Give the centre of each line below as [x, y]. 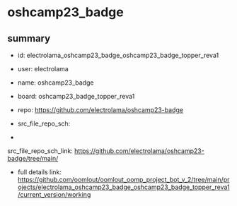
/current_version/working [54, 194]
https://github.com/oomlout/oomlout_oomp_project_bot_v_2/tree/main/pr [123, 180]
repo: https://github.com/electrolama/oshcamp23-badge [100, 110]
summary [29, 38]
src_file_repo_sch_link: [40, 151]
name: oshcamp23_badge [56, 83]
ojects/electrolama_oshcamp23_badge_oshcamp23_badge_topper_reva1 [123, 187]
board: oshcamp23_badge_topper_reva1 [76, 96]
